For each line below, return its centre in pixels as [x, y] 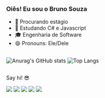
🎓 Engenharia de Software [48, 35]
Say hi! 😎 [18, 78]
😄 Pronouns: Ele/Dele [42, 43]
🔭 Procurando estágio [41, 22]
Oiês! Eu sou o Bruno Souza [47, 9]
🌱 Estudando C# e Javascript [50, 28]
